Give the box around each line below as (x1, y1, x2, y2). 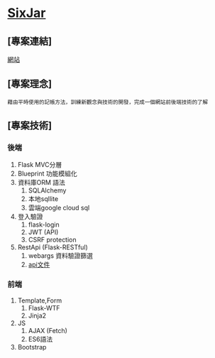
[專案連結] (7, 35, 52, 47)
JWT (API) (28, 227, 59, 236)
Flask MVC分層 (17, 160, 62, 168)
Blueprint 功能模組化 (17, 169, 77, 178)
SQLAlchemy (28, 186, 67, 195)
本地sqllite (28, 194, 59, 203)
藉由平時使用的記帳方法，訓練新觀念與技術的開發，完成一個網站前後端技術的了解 (7, 98, 208, 106)
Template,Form (17, 296, 62, 305)
